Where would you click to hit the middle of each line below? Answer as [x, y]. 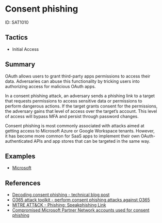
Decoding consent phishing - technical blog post [61, 195]
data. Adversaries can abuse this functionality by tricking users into [72, 81]
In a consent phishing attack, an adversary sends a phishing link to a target [80, 96]
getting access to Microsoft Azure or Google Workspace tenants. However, [80, 131]
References [23, 183]
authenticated [19, 141]
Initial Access [25, 49]
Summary [20, 65]
